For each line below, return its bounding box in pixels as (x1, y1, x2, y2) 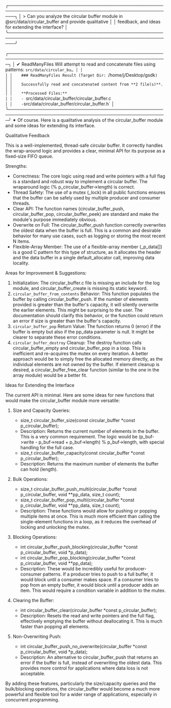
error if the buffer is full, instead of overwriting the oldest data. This (20, 660, 162, 666)
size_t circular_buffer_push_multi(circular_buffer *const (20, 486, 137, 492)
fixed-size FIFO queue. (5, 153, 54, 159)
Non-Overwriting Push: (12, 633, 62, 639)
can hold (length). (20, 466, 58, 472)
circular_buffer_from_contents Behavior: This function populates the (12, 291, 159, 297)
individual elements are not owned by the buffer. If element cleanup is (12, 361, 160, 367)
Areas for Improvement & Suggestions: (5, 270, 87, 276)
